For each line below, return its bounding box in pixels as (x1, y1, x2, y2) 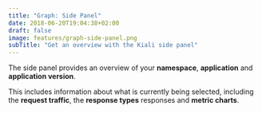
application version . (8, 72, 76, 81)
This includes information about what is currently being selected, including (8, 87, 254, 96)
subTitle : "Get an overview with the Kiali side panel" (8, 41, 198, 49)
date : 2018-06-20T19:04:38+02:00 (8, 19, 120, 27)
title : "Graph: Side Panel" (8, 11, 102, 20)
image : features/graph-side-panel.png (8, 33, 137, 42)
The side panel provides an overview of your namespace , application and (8, 63, 253, 72)
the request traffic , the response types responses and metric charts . (8, 95, 240, 105)
